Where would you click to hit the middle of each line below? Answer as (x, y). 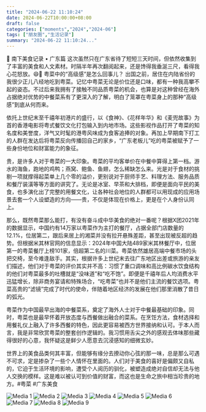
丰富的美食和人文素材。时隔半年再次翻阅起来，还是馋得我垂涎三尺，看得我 (105, 66)
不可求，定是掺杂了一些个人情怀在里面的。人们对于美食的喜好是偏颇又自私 (100, 361)
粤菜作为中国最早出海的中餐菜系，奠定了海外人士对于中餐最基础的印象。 (97, 309)
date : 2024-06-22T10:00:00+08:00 (49, 18)
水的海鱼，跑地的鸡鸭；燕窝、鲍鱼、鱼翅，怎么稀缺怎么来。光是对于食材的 (100, 169)
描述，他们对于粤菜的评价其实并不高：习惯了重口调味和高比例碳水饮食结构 (105, 266)
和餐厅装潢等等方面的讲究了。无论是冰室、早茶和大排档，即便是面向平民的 (100, 184)
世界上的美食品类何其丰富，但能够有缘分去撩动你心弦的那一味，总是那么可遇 (103, 353)
